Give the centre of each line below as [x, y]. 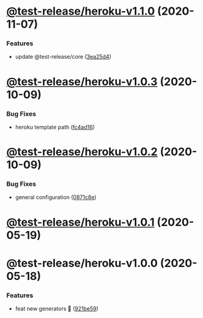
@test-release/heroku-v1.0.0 [82, 263]
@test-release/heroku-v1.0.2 [82, 152]
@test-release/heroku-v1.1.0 [81, 11]
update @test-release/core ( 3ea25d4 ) [63, 57]
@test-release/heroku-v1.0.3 [82, 81]
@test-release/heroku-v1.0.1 [80, 222]
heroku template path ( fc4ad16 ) [55, 127]
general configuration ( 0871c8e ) [56, 197]
